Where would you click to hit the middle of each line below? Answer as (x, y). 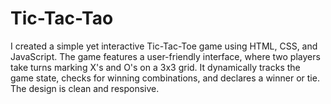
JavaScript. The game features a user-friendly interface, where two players (165, 56)
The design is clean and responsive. (85, 88)
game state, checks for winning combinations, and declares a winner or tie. (165, 78)
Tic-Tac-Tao (62, 18)
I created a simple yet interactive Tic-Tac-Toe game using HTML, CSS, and (164, 46)
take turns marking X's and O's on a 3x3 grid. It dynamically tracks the (155, 67)
